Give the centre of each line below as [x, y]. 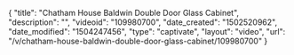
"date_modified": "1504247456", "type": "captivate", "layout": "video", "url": [147, 31]
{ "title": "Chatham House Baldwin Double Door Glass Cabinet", [124, 13]
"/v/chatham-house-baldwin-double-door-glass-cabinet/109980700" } [138, 41]
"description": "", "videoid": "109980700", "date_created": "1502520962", [143, 22]
